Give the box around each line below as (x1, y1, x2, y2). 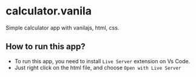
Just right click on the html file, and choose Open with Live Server (14, 64, 181, 71)
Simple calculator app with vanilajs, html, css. (5, 24, 120, 31)
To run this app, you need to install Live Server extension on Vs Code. (14, 57, 191, 64)
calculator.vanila (5, 4, 92, 18)
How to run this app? (5, 42, 86, 52)
